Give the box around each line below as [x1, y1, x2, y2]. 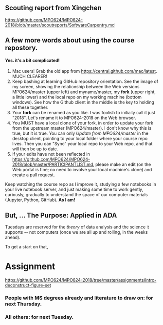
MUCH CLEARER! [12, 73, 48, 80]
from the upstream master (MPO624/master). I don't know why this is [12, 125, 152, 131]
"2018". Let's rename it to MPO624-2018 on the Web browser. [12, 115, 136, 121]
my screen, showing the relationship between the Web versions [12, 84, 140, 90]
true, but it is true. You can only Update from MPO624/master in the [12, 130, 148, 136]
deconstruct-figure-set [5, 283, 51, 288]
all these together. [12, 104, 49, 110]
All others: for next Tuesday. [5, 314, 74, 320]
